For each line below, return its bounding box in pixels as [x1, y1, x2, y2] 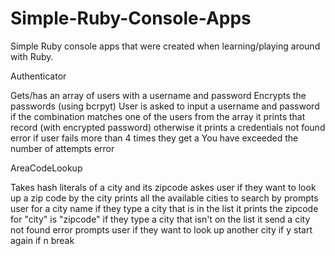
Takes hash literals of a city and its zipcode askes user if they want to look [10, 181, 317, 193]
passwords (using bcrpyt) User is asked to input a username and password [10, 100, 320, 112]
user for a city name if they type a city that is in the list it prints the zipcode [10, 202, 319, 214]
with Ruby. [10, 50, 54, 62]
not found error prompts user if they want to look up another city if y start [10, 223, 313, 236]
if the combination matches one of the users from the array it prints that [10, 110, 306, 122]
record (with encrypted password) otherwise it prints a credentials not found [10, 121, 326, 133]
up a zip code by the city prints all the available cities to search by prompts [10, 192, 319, 204]
